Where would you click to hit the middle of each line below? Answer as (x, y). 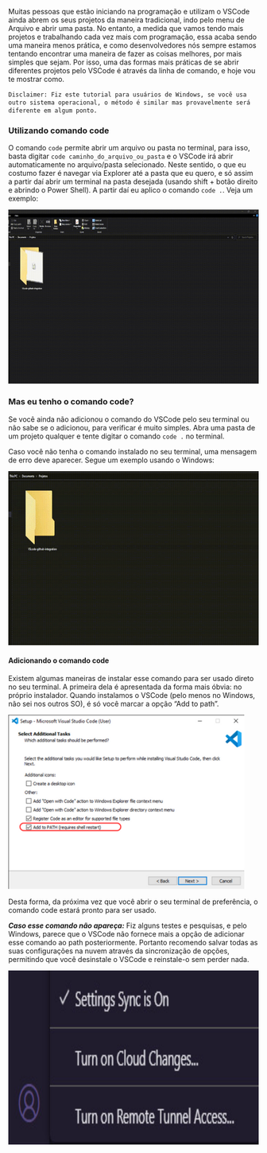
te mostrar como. (37, 79)
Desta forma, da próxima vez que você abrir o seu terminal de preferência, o (133, 902)
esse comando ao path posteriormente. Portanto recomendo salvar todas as (133, 942)
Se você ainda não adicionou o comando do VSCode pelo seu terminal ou (129, 419)
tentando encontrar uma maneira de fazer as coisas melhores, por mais (125, 54)
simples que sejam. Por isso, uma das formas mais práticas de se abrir (124, 62)
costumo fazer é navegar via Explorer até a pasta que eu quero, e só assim (131, 173)
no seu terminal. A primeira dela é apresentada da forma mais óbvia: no (125, 687)
